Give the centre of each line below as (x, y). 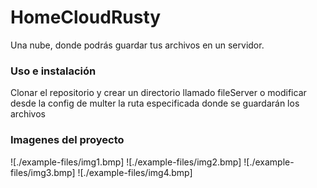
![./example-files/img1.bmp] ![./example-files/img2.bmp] (126, 162)
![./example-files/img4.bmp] (135, 172)
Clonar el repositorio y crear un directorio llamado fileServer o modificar (158, 93)
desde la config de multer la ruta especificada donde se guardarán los (155, 103)
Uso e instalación (53, 71)
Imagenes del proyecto (67, 140)
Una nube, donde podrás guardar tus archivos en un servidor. (137, 45)
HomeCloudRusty (86, 17)
